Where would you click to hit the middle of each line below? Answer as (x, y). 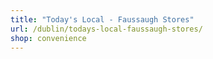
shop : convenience (48, 38)
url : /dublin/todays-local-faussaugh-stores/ (106, 29)
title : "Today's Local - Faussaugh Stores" (102, 19)
